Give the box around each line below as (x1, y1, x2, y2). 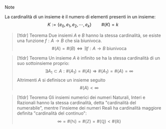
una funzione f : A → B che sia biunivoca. (16, 37, 102, 44)
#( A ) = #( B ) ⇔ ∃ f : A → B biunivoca (51, 45, 127, 51)
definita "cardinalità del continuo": (16, 110, 87, 116)
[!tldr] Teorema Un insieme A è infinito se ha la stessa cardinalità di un (16, 55, 160, 61)
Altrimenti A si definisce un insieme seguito (16, 77, 105, 83)
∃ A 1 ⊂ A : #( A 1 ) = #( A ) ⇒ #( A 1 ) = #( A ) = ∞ (45, 68, 134, 75)
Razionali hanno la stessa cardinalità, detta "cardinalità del (16, 99, 136, 106)
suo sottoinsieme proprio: (16, 60, 70, 66)
